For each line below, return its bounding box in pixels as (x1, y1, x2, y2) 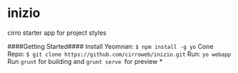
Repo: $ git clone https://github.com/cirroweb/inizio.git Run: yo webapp (7, 50, 232, 58)
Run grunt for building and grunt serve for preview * (7, 57, 162, 65)
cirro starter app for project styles (7, 28, 107, 37)
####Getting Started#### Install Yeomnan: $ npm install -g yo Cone (7, 42, 214, 50)
